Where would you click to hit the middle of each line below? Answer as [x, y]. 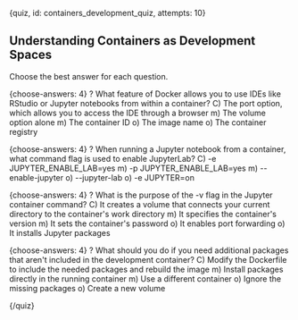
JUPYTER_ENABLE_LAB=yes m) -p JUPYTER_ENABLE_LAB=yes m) [134, 168]
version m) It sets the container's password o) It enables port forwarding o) [147, 223]
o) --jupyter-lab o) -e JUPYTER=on [130, 177]
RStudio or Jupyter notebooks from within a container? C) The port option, [146, 103]
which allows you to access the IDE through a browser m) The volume [137, 113]
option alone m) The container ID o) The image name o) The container [138, 122]
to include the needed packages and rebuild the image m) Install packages [146, 269]
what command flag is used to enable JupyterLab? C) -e [113, 158]
